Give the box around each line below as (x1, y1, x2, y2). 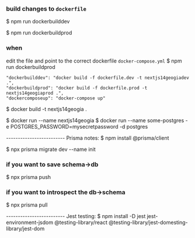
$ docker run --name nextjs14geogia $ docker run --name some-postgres (6, 116, 184, 124)
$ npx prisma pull (6, 201, 48, 209)
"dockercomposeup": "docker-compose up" (6, 95, 106, 101)
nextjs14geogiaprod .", (6, 90, 64, 96)
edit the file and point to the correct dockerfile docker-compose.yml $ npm (6, 57, 182, 64)
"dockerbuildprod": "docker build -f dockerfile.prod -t (6, 85, 148, 91)
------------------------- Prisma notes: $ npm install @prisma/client (6, 134, 169, 142)
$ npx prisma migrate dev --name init (6, 146, 96, 153)
